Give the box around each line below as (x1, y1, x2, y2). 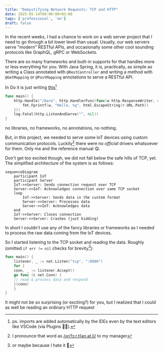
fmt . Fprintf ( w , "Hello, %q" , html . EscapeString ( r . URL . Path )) (22, 103, 149, 108)
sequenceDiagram (5, 169, 38, 175)
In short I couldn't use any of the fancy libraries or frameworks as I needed (5, 225, 154, 230)
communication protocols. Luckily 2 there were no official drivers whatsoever (5, 140, 158, 146)
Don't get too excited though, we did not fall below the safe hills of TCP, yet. (5, 155, 157, 160)
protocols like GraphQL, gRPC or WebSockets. (5, 49, 98, 55)
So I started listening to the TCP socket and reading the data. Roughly (5, 239, 145, 245)
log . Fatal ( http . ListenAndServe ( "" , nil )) (14, 112, 98, 117)
